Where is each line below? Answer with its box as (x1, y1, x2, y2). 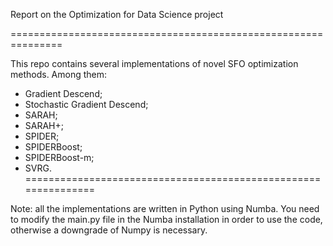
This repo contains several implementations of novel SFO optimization (10, 58, 299, 69)
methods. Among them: (10, 69, 108, 80)
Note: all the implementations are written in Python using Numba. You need (10, 203, 320, 214)
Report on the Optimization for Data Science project (10, 9, 224, 20)
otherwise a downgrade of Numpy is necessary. (10, 224, 208, 236)
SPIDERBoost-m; (24, 152, 95, 163)
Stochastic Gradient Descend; (24, 99, 149, 110)
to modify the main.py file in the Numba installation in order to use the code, (10, 214, 323, 225)
